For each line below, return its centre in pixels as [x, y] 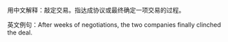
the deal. [20, 32]
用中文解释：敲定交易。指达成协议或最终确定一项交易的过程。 [96, 10]
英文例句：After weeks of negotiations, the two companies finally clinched [114, 25]
